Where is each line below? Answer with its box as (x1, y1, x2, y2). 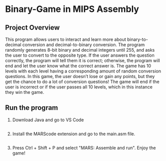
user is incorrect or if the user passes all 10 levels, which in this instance (5, 84, 153, 90)
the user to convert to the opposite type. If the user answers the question (5, 52, 155, 58)
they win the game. (5, 89, 45, 95)
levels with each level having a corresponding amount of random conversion (5, 68, 161, 74)
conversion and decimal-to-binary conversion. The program (22, 42, 145, 48)
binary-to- (127, 36, 148, 42)
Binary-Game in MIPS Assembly (5, 3, 139, 15)
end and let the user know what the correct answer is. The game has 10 (5, 63, 151, 69)
